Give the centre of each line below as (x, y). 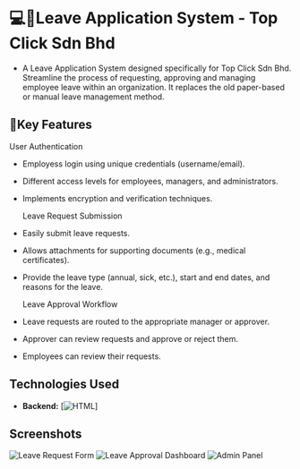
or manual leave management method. (93, 97)
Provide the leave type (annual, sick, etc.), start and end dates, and (146, 277)
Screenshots (46, 434)
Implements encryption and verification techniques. (117, 198)
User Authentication (46, 146)
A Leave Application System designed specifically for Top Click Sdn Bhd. (157, 68)
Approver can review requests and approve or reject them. (130, 338)
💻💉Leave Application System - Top (144, 18)
